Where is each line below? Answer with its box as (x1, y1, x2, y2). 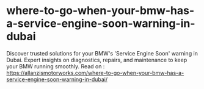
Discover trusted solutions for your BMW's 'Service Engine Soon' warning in (6, 49, 199, 57)
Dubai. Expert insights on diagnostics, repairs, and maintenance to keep (6, 56, 188, 63)
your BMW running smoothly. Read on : (6, 62, 105, 70)
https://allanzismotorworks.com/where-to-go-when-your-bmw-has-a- (6, 69, 184, 76)
